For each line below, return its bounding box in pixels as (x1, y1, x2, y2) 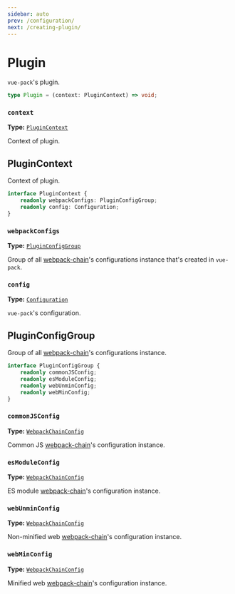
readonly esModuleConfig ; (20, 375, 98, 382)
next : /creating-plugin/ (7, 24, 81, 31)
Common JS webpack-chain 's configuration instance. (7, 440, 165, 449)
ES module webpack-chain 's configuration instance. (7, 486, 161, 496)
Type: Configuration (7, 295, 68, 304)
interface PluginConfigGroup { (7, 362, 100, 369)
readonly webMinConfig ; (20, 389, 91, 396)
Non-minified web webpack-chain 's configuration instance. (7, 533, 182, 541)
